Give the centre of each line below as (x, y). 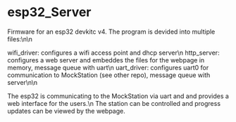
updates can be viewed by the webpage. (66, 111)
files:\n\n (20, 39)
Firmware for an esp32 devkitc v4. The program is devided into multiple (111, 32)
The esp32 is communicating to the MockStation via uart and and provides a (118, 96)
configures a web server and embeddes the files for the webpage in (106, 60)
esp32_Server (49, 12)
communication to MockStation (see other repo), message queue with (109, 75)
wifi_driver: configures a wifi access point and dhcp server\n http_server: (113, 53)
